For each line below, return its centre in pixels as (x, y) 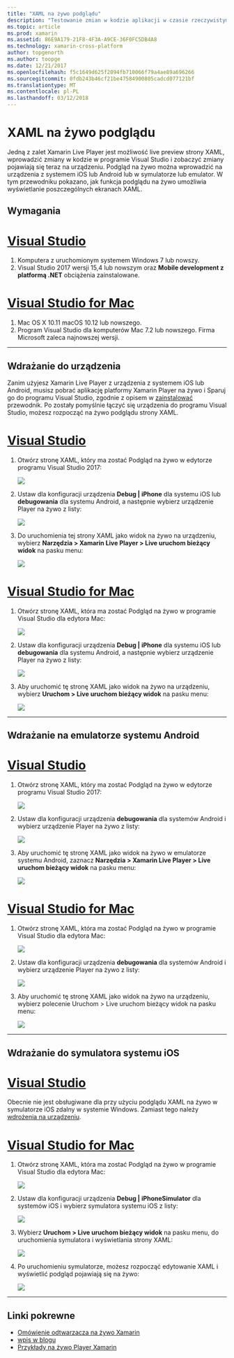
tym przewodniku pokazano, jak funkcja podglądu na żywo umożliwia (107, 182)
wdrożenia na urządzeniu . (44, 1117)
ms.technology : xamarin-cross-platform (65, 46)
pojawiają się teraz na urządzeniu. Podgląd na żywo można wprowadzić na (115, 167)
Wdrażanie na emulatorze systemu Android (103, 736)
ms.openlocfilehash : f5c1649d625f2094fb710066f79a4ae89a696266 (101, 72)
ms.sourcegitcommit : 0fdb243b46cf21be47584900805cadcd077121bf (101, 79)
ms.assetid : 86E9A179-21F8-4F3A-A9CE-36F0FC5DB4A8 (82, 40)
